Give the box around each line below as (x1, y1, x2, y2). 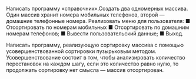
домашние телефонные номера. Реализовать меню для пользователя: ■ (6, 18, 191, 24)
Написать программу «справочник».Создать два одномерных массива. (6, 5, 188, 12)
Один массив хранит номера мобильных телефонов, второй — (6, 11, 165, 18)
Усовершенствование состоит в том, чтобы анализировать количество (6, 54, 185, 61)
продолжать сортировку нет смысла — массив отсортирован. (6, 67, 164, 73)
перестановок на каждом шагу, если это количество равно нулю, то (6, 60, 179, 67)
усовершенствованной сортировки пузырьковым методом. (6, 48, 157, 55)
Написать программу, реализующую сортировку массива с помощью (6, 41, 184, 48)
